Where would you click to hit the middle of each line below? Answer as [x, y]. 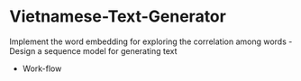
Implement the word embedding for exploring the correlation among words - [151, 41]
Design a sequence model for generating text [93, 50]
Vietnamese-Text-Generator [118, 17]
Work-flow [42, 68]
